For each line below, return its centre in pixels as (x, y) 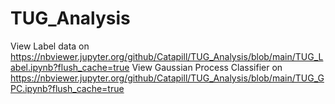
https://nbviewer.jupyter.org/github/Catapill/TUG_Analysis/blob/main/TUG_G (167, 78)
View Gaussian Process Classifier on (207, 67)
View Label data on (50, 46)
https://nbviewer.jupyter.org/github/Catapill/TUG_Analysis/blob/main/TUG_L (167, 56)
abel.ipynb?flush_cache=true (70, 67)
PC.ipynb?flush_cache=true (67, 88)
